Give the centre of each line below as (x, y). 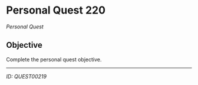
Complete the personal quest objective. (54, 59)
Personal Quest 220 (56, 10)
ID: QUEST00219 (27, 76)
